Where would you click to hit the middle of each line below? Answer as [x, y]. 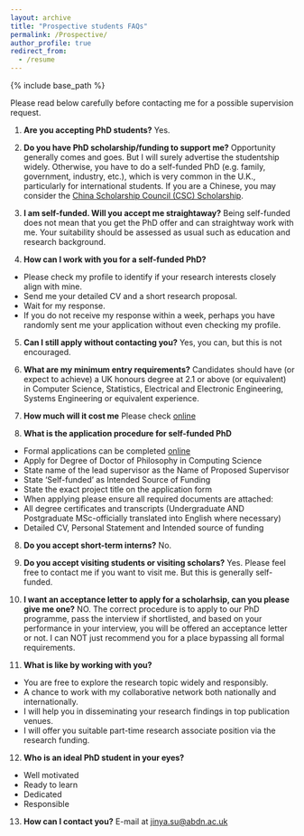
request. [26, 113]
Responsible [46, 804]
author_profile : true [51, 43]
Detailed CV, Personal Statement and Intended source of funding [143, 528]
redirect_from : [39, 52]
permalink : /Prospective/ [59, 34]
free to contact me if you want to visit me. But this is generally [138, 572]
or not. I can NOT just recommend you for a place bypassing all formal [154, 638]
